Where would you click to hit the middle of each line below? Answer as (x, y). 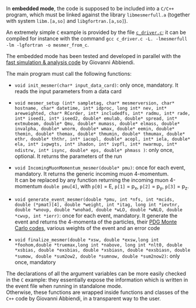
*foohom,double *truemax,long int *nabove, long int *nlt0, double (98, 245)
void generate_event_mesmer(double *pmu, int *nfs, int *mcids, (94, 199)
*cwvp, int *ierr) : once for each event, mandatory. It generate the (96, 215)
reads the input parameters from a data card (68, 91)
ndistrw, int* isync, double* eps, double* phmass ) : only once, (94, 150)
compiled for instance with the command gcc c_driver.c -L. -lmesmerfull (97, 38)
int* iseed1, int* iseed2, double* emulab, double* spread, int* (96, 119)
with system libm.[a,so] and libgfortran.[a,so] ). (67, 21)
